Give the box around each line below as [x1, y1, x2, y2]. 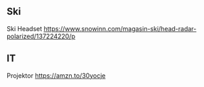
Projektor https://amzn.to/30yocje [6, 71, 106, 80]
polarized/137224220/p [6, 32, 76, 40]
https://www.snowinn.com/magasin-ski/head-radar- [43, 24, 197, 33]
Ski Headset [6, 24, 43, 33]
